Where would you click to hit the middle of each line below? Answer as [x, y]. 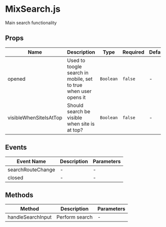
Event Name [31, 161]
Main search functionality [31, 23]
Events [16, 147]
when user [79, 91]
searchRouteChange [31, 169]
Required [134, 52]
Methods [19, 195]
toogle [74, 66]
